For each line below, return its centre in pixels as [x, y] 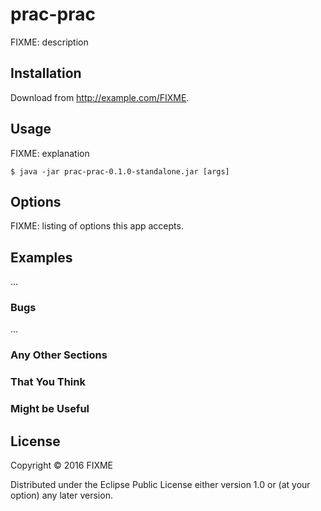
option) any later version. [61, 495]
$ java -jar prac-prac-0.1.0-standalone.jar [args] [120, 171]
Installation [46, 73]
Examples [41, 257]
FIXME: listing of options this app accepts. [97, 226]
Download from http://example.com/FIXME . [100, 97]
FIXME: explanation [50, 153]
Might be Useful [50, 409]
